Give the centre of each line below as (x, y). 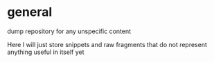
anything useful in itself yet (46, 52)
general (30, 12)
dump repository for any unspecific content (69, 31)
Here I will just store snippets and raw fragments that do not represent (107, 44)
